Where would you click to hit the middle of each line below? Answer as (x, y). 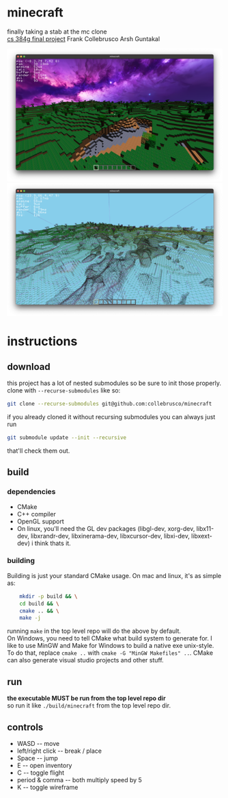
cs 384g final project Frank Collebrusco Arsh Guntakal (84, 38)
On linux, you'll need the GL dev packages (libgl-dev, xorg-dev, (106, 528)
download (29, 367)
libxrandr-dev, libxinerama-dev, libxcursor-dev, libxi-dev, (110, 536)
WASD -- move (38, 743)
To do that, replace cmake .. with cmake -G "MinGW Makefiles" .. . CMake (110, 653)
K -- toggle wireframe (47, 787)
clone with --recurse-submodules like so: (64, 390)
